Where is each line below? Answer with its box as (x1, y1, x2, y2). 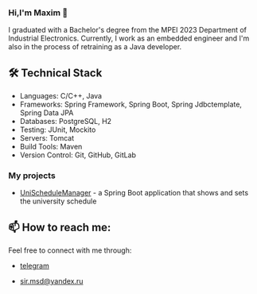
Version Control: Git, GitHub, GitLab (19, 150, 137, 160)
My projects (8, 170, 56, 181)
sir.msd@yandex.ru (19, 277, 84, 286)
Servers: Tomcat (19, 133, 74, 143)
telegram (19, 261, 49, 271)
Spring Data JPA (19, 108, 74, 118)
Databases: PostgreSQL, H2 (19, 117, 112, 126)
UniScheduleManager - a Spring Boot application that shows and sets (19, 188, 249, 198)
